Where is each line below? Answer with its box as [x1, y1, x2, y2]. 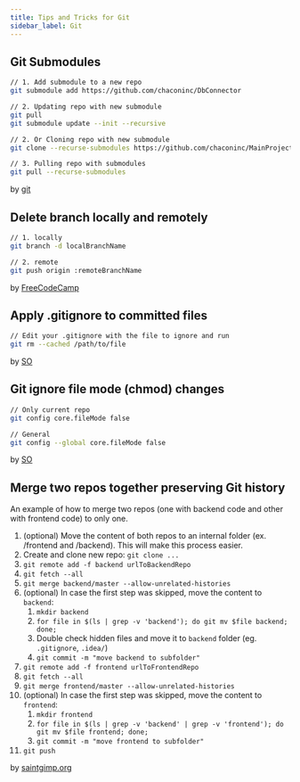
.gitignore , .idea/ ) [36, 643, 109, 654]
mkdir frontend [36, 711, 93, 720]
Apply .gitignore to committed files [10, 308, 208, 323]
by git [10, 184, 31, 194]
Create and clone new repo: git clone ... [22, 549, 180, 560]
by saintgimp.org [10, 762, 72, 773]
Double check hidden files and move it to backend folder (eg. [36, 633, 257, 644]
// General [10, 430, 51, 439]
